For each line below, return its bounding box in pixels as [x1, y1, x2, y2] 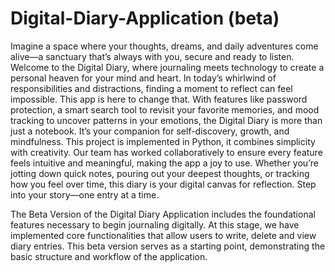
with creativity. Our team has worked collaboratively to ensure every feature [10, 146, 323, 158]
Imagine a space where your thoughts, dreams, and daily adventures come [10, 40, 319, 52]
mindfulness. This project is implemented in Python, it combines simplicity [10, 135, 316, 147]
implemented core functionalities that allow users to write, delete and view [10, 229, 317, 241]
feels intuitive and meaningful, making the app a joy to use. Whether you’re [10, 157, 319, 169]
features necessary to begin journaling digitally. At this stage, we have [10, 218, 300, 231]
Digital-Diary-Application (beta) [10, 7, 280, 30]
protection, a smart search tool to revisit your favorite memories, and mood [10, 103, 320, 116]
